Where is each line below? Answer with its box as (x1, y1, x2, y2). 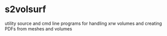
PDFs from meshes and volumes (5, 25, 73, 31)
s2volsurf (5, 4, 46, 15)
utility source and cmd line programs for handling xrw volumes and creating (5, 20, 162, 26)
